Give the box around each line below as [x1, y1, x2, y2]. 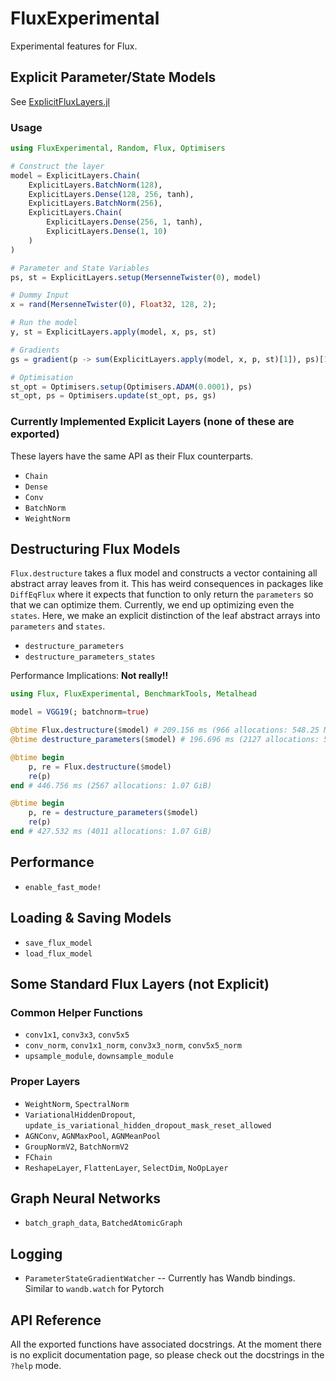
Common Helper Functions [10, 1005, 143, 1019]
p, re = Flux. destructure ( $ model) [28, 762, 172, 772]
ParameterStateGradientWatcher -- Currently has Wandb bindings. [24, 1272, 296, 1284]
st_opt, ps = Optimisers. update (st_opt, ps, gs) [10, 391, 217, 401]
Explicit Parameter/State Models [10, 69, 217, 86]
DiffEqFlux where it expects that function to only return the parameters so [10, 588, 314, 601]
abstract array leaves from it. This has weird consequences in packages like [10, 578, 324, 590]
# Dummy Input [10, 290, 70, 301]
